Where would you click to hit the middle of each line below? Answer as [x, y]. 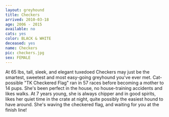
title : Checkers [22, 15]
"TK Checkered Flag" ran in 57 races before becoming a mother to [94, 83]
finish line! [16, 110]
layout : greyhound [25, 10]
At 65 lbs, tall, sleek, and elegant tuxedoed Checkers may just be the [77, 72]
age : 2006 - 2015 [24, 24]
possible [14, 83]
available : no [20, 29]
